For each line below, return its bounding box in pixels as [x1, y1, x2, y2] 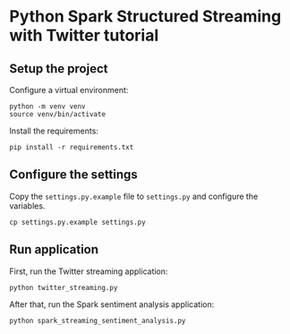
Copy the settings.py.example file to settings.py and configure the [9, 191, 259, 201]
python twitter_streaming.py [9, 283, 118, 292]
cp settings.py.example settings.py [9, 218, 146, 227]
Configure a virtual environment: [9, 85, 129, 95]
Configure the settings [9, 167, 139, 183]
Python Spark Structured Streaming [9, 6, 282, 27]
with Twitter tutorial [9, 25, 159, 46]
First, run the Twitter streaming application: [9, 266, 168, 277]
